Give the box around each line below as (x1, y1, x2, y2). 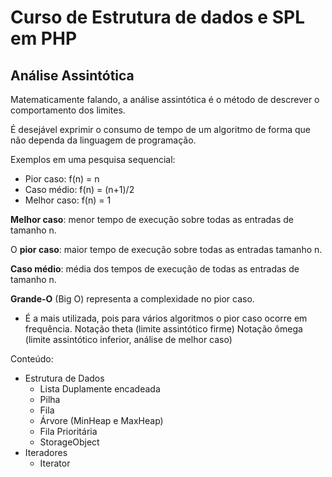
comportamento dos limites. (10, 104, 126, 116)
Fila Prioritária (39, 426, 98, 437)
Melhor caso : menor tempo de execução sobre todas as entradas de (10, 214, 295, 225)
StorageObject (39, 436, 100, 448)
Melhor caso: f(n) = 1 (24, 194, 112, 206)
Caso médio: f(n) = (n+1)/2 (24, 184, 135, 195)
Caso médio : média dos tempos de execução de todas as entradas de (10, 263, 300, 275)
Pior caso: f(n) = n (24, 173, 100, 185)
